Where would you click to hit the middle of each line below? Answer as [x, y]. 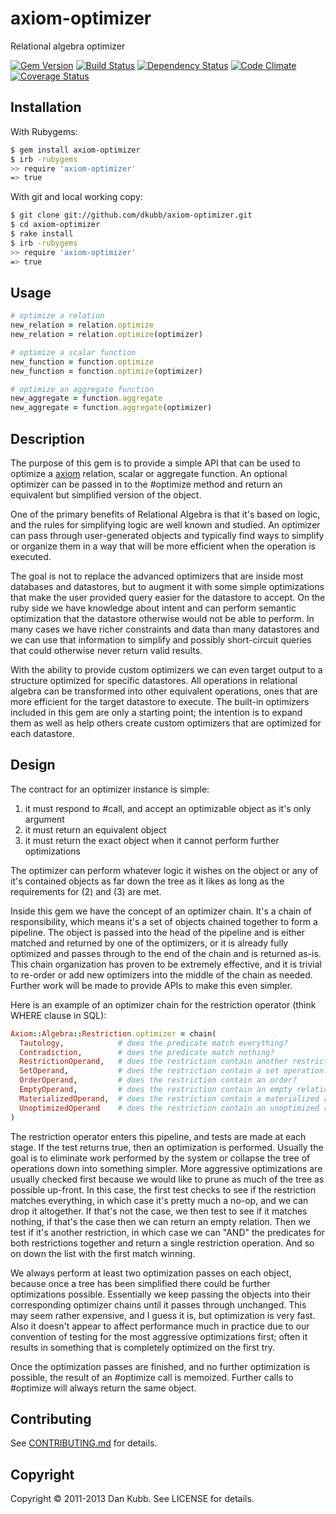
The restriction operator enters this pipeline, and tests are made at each [158, 1136]
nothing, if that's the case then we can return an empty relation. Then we [160, 1221]
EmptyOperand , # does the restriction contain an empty [156, 1090]
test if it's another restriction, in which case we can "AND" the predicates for [168, 1232]
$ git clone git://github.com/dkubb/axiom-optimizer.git [131, 215]
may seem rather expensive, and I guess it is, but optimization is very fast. [163, 1315]
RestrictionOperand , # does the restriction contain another [153, 1062]
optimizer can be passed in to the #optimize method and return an [146, 484]
